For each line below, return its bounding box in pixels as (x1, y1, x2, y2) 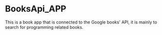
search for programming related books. (5, 24, 83, 30)
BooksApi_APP (5, 3, 66, 14)
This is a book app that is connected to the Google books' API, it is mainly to (5, 19, 158, 25)
